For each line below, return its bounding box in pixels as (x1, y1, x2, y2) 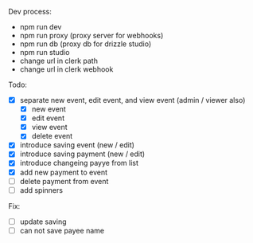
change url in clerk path (19, 56, 98, 65)
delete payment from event (19, 176, 109, 186)
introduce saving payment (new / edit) (19, 149, 146, 159)
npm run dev (19, 22, 62, 31)
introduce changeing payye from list (19, 159, 139, 168)
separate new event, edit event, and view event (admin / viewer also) (19, 96, 246, 104)
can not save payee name (19, 225, 105, 235)
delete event (31, 131, 73, 141)
